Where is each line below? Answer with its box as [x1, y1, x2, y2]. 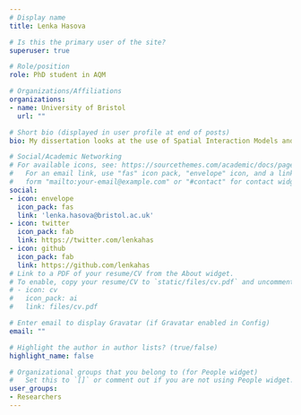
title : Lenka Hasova [9, 22, 87, 30]
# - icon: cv [9, 286, 58, 295]
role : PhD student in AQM [9, 71, 106, 80]
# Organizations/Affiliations [9, 87, 123, 96]
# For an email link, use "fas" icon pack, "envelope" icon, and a [9, 169, 275, 178]
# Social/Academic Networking [9, 152, 123, 161]
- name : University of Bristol [9, 103, 126, 112]
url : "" [17, 111, 47, 121]
